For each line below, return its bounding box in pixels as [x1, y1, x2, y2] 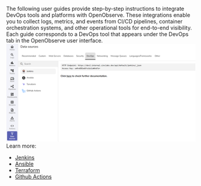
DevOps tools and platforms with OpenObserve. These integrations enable [6, 11, 191, 19]
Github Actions [14, 173, 52, 180]
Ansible [14, 160, 34, 167]
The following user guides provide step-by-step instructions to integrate [6, 5, 185, 12]
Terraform [14, 166, 40, 173]
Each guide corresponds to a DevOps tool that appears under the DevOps [6, 31, 189, 38]
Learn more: [6, 142, 37, 149]
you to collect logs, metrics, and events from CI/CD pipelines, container [6, 18, 183, 25]
